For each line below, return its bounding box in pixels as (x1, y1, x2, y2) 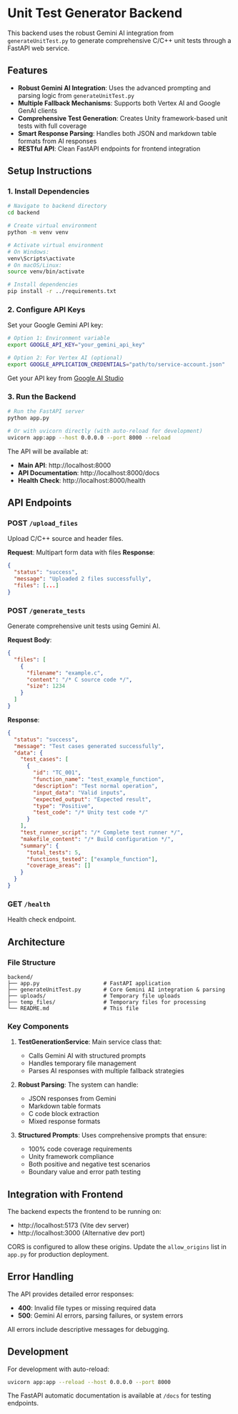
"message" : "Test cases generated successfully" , (14, 742, 164, 750)
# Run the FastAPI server (7, 408, 84, 415)
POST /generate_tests (7, 605, 86, 615)
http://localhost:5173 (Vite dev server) (17, 1220, 130, 1230)
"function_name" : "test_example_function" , (33, 776, 164, 783)
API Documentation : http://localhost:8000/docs (17, 468, 160, 477)
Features (7, 64, 48, 76)
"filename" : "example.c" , (26, 669, 104, 677)
